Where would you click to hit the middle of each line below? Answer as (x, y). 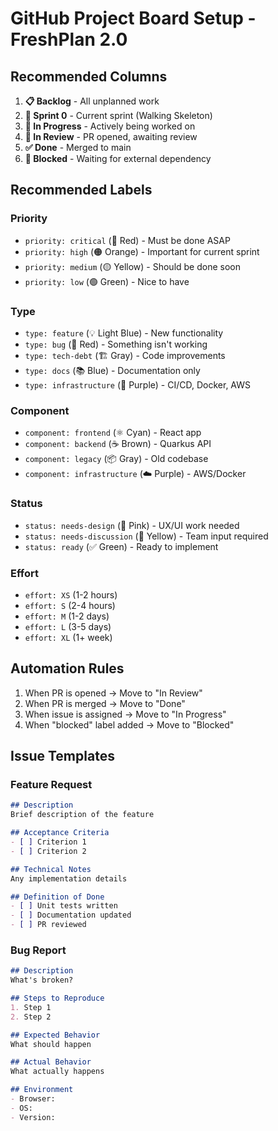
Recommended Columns (89, 76)
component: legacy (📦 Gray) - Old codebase (116, 459)
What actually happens (57, 1072)
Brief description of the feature (82, 815)
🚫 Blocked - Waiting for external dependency (118, 158)
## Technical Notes (51, 869)
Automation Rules (67, 668)
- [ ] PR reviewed (48, 925)
